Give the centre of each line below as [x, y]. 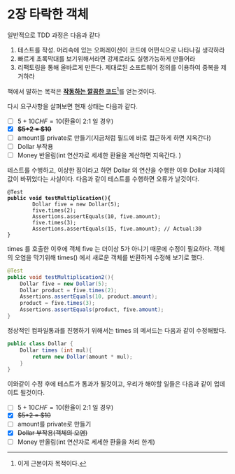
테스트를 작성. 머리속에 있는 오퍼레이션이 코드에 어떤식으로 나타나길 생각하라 [121, 50]
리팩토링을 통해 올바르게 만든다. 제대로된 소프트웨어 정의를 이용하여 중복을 [118, 67]
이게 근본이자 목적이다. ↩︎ [52, 463]
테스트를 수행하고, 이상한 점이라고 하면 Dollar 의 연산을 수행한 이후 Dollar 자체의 [116, 170]
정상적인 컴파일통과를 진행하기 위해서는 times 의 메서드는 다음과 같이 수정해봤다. [117, 330]
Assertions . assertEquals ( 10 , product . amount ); [89, 297]
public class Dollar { [40, 343]
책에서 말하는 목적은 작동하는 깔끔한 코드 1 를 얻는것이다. [82, 90]
